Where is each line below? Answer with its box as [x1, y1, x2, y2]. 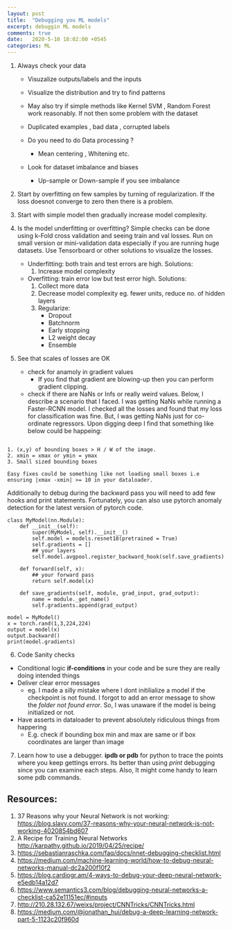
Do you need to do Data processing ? [27, 136, 134, 144]
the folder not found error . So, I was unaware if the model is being [27, 701, 216, 709]
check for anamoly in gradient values [27, 368, 134, 375]
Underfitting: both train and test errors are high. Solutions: [27, 260, 193, 268]
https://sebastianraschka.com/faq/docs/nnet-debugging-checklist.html [17, 848, 222, 857]
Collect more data [37, 282, 89, 290]
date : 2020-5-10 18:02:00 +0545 [7, 36, 107, 43]
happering [17, 723, 47, 731]
